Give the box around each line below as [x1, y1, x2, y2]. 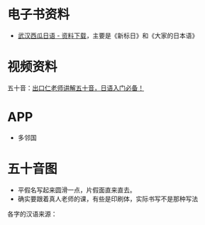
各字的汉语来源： [7, 209, 57, 218]
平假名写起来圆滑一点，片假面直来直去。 [17, 185, 136, 194]
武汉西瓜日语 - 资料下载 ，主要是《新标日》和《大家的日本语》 [17, 31, 199, 40]
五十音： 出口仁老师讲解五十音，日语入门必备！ [7, 83, 144, 92]
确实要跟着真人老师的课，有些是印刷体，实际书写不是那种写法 [17, 194, 199, 203]
